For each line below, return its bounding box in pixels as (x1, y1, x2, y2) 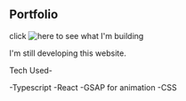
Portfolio (9, 7, 59, 22)
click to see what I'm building (9, 30, 144, 41)
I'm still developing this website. (9, 48, 126, 58)
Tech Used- (9, 65, 53, 75)
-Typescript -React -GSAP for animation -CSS (9, 82, 177, 92)
